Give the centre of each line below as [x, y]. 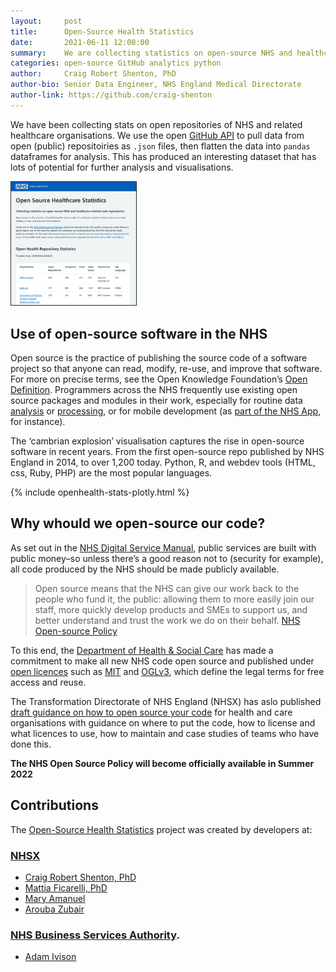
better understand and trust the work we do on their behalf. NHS [167, 620]
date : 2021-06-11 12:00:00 [80, 42]
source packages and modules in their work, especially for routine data [156, 401]
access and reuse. [48, 682]
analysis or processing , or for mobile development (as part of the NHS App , [166, 411]
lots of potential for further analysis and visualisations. [122, 167]
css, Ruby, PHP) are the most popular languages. [111, 473]
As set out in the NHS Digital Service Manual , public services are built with [163, 547]
